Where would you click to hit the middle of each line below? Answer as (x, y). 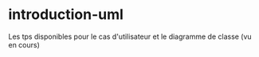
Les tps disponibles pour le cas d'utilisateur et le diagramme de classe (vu (130, 36)
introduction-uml (66, 15)
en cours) (24, 44)
